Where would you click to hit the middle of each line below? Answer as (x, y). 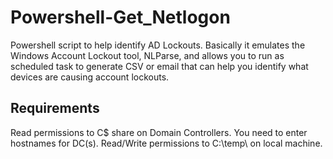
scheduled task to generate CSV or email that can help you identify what (159, 66)
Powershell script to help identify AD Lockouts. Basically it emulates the (158, 45)
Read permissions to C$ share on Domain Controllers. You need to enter (159, 132)
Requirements (55, 108)
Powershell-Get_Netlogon (120, 17)
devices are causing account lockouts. (90, 77)
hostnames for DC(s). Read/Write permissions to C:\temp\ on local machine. (166, 143)
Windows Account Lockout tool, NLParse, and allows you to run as (147, 55)
